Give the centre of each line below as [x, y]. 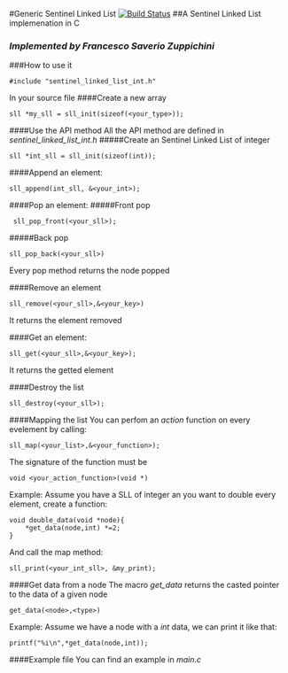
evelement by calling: [48, 429]
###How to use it [41, 66]
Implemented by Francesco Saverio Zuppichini [112, 46]
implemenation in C [44, 23]
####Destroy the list [47, 387]
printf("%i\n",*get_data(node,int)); [79, 643]
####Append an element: [56, 173]
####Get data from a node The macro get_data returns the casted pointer [144, 585]
